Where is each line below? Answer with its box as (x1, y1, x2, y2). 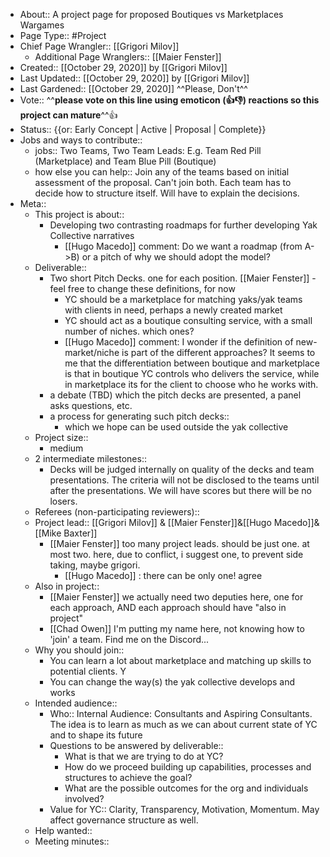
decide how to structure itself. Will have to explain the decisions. (34, 187, 300, 199)
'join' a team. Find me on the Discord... (49, 634, 210, 645)
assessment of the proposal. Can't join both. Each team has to (34, 177, 292, 188)
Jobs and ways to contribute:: (19, 134, 143, 146)
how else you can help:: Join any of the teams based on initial (34, 166, 290, 178)
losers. (49, 495, 78, 507)
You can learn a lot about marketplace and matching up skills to (49, 655, 312, 666)
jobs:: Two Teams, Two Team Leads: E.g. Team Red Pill (34, 145, 262, 156)
